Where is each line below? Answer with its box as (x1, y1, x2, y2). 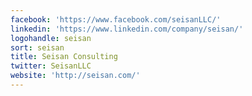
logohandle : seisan (10, 33, 92, 43)
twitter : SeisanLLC (10, 61, 92, 71)
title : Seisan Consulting (10, 52, 118, 62)
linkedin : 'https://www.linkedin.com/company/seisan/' (10, 24, 244, 34)
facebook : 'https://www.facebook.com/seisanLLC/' (10, 14, 222, 25)
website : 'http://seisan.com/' (10, 71, 141, 81)
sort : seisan (10, 42, 65, 53)
